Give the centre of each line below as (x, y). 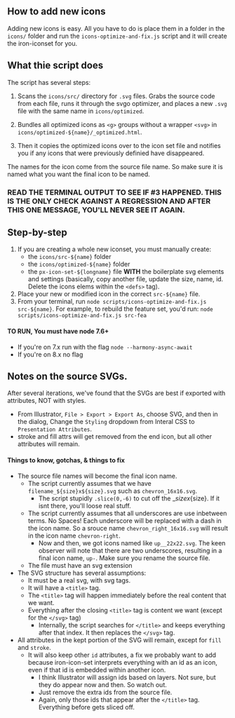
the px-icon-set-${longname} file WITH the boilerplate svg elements (126, 272)
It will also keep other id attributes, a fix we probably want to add (122, 655)
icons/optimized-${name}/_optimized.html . (80, 132)
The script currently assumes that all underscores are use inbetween (127, 513)
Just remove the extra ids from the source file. (105, 692)
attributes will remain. (48, 444)
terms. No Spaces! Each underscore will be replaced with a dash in (125, 520)
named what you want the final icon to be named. (79, 174)
